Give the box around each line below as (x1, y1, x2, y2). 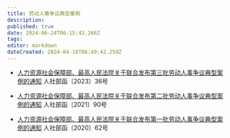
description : (7, 17, 45, 23)
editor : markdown (7, 42, 57, 49)
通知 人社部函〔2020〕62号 (29, 124, 108, 132)
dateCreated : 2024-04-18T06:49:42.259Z (7, 49, 122, 56)
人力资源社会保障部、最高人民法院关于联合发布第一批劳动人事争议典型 (17, 115, 218, 123)
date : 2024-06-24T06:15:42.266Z (7, 29, 100, 37)
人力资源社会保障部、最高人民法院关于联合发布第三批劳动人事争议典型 (17, 68, 218, 77)
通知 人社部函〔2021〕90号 (29, 100, 107, 108)
